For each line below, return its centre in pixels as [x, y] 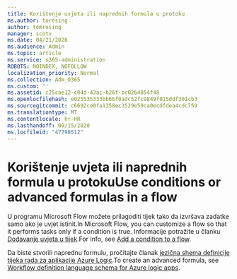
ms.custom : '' [28, 86]
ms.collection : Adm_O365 [44, 79]
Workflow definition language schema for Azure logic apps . [94, 268]
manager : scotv [30, 34]
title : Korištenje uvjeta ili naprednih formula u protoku [96, 14]
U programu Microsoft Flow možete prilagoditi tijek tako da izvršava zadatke [118, 217]
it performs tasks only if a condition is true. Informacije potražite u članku [114, 232]
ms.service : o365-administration [57, 60]
